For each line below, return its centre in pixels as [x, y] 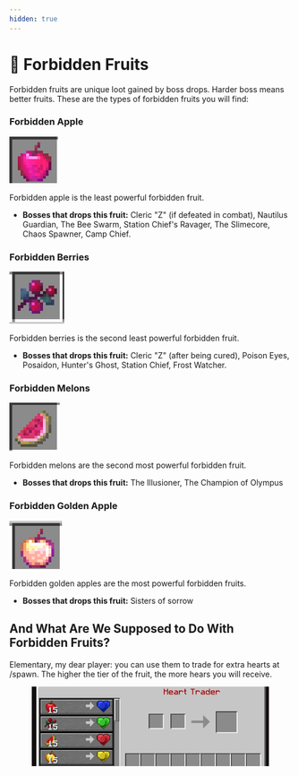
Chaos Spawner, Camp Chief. [77, 234]
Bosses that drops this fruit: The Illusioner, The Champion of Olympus [153, 483]
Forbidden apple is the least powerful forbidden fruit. [106, 197]
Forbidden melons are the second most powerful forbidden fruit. [128, 465]
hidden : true [34, 19]
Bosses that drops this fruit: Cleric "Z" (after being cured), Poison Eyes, [156, 356]
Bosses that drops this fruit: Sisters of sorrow [108, 600]
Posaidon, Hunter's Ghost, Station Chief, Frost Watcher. [124, 365]
